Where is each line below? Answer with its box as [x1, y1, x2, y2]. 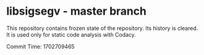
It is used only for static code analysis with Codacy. [6, 31, 136, 38]
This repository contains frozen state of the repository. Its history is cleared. [6, 24, 198, 32]
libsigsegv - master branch [6, 4, 147, 18]
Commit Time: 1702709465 [6, 43, 75, 50]
